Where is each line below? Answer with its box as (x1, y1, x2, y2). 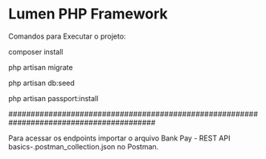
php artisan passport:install (8, 93, 99, 103)
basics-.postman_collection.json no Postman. (8, 141, 159, 151)
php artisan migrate (8, 62, 74, 72)
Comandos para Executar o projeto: (8, 31, 126, 41)
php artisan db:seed (8, 78, 75, 88)
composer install (8, 47, 63, 56)
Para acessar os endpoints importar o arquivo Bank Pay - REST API (8, 133, 231, 143)
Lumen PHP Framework (8, 5, 169, 23)
